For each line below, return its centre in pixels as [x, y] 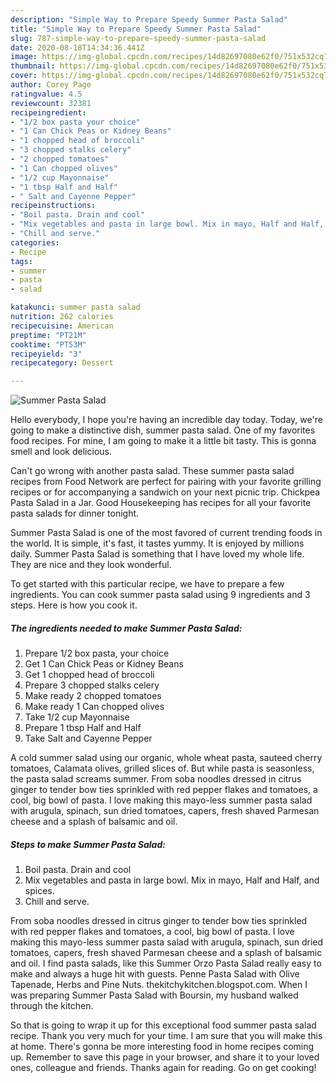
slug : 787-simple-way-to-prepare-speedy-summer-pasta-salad [138, 38]
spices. [39, 891]
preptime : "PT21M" [48, 335]
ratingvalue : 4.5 [46, 94]
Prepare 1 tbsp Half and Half [83, 728]
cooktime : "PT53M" [48, 344]
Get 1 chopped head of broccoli [89, 675]
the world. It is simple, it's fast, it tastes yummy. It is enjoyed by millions [157, 543]
